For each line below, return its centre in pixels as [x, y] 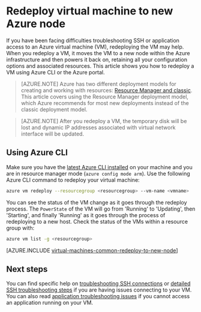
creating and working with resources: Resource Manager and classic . [106, 90]
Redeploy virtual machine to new [90, 11]
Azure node [36, 24]
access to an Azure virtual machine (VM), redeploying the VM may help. [95, 47]
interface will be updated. [52, 134]
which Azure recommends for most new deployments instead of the [105, 103]
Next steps [27, 269]
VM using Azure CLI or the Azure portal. [55, 72]
